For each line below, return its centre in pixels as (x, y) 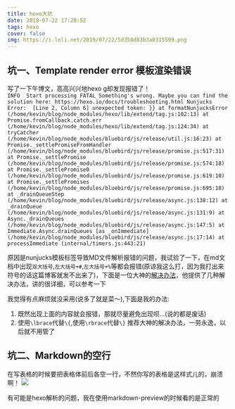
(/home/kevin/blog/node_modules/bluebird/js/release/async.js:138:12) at (118, 200)
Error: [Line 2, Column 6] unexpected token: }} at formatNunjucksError (118, 108)
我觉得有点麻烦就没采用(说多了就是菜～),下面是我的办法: (89, 298)
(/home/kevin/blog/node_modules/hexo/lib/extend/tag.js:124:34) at (108, 126)
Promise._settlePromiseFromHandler (59, 145)
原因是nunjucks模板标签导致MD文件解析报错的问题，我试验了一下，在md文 (116, 257)
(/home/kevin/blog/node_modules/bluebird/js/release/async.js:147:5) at (116, 225)
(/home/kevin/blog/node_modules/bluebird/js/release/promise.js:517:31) (116, 151)
